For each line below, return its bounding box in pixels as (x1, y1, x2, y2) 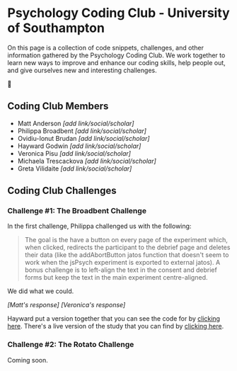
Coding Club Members (7, 101, 109, 113)
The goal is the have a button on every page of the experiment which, (24, 236, 229, 244)
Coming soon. (7, 355, 48, 364)
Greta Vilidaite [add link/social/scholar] (17, 164, 132, 173)
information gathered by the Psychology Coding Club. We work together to (7, 51, 226, 59)
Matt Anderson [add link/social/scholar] (17, 119, 134, 127)
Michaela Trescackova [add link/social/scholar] (17, 156, 157, 165)
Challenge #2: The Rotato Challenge (7, 340, 134, 350)
